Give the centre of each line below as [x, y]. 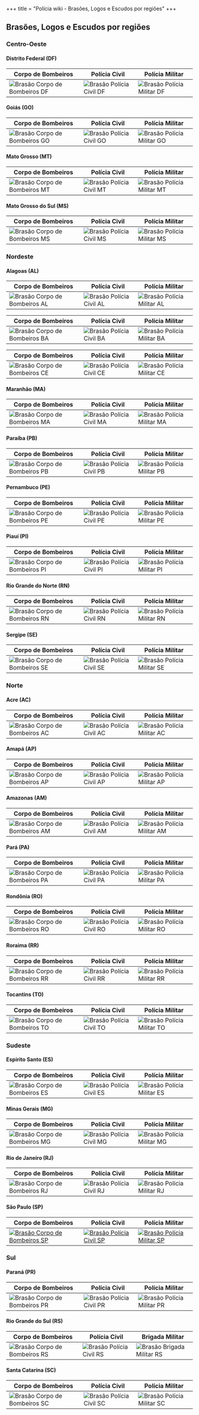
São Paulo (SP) [25, 1207]
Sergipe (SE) [22, 634]
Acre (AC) [19, 699]
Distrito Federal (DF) [32, 58]
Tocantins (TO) [25, 995]
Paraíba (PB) [22, 438]
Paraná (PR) [21, 1272]
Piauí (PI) [17, 536]
